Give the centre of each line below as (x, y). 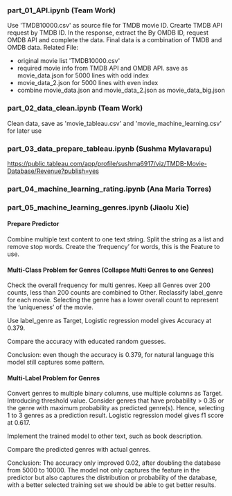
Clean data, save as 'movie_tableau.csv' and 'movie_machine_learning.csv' (115, 123)
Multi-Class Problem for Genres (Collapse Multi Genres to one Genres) (110, 270)
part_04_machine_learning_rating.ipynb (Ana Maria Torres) (109, 189)
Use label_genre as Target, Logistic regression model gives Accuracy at (109, 321)
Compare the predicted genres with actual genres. (79, 450)
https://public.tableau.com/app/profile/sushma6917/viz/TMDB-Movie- (107, 163)
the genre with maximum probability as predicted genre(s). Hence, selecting (116, 408)
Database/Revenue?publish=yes (53, 171)
